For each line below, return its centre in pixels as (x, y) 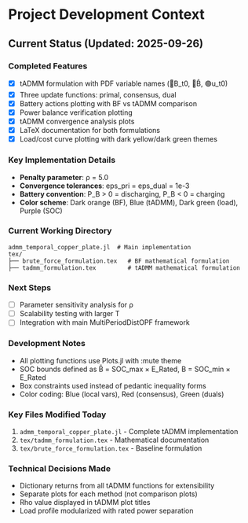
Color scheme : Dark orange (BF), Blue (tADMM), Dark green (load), (129, 202)
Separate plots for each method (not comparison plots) (108, 494)
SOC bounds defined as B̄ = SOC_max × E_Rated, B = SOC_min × (125, 369)
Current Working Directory (60, 231)
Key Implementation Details (62, 160)
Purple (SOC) (41, 211)
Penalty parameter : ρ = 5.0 (64, 177)
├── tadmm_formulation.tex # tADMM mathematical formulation (124, 268)
